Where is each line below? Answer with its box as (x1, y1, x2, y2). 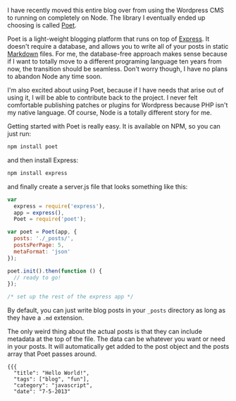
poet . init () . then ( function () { (7, 268, 102, 275)
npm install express (7, 169, 68, 176)
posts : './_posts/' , (13, 235, 74, 242)
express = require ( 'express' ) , (13, 203, 106, 210)
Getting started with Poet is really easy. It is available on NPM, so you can (7, 122, 221, 130)
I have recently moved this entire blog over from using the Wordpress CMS (7, 6, 224, 14)
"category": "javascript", (13, 382, 93, 389)
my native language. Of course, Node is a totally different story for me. (7, 109, 212, 116)
